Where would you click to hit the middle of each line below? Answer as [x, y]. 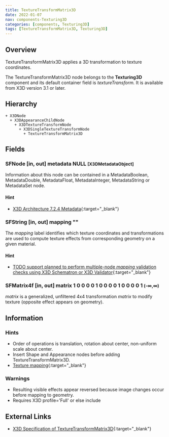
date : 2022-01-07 [24, 15]
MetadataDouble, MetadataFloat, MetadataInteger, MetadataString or [78, 180]
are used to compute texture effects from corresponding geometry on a [80, 238]
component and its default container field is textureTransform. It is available [84, 83]
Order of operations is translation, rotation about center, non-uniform [84, 344]
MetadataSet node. [25, 186]
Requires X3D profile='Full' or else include [57, 400]
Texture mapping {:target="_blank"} [49, 366]
